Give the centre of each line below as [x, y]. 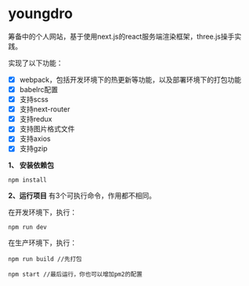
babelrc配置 [39, 90]
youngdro [40, 14]
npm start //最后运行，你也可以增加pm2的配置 [75, 275]
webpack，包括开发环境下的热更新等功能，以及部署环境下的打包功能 [130, 79]
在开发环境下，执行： [42, 212]
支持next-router [45, 109]
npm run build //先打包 [45, 259]
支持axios [35, 139]
